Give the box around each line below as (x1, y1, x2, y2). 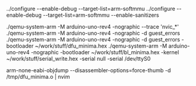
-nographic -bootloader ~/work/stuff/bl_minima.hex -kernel (31, 49, 180, 56)
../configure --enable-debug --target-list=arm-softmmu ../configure (6, 5, 175, 12)
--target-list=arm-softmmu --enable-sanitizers (42, 11, 159, 19)
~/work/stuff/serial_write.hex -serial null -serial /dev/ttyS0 (6, 55, 151, 62)
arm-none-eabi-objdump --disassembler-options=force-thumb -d (6, 67, 171, 74)
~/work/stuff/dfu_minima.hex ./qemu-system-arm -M (34, 42, 168, 49)
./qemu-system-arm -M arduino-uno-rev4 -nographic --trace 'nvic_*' (6, 23, 180, 30)
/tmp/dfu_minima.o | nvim (6, 73, 70, 80)
